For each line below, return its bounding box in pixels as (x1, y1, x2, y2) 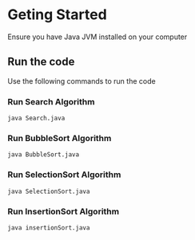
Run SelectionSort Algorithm (7, 169, 121, 180)
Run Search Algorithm (7, 96, 95, 107)
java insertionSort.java (7, 223, 90, 232)
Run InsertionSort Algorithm (7, 206, 120, 217)
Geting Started (7, 6, 107, 24)
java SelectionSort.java (7, 187, 90, 195)
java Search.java (7, 114, 66, 123)
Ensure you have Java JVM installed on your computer (7, 32, 188, 41)
